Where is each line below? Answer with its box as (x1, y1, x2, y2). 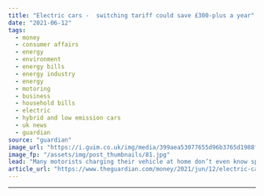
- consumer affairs (15, 41, 79, 49)
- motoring (15, 84, 51, 93)
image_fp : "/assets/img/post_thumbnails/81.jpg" (8, 150, 170, 158)
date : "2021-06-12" (8, 19, 72, 27)
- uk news (15, 121, 47, 129)
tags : (8, 26, 26, 34)
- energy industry (15, 70, 76, 78)
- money (15, 33, 41, 42)
